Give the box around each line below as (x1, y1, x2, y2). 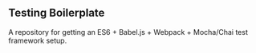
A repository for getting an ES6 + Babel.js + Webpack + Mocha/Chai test (8, 27, 249, 36)
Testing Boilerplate (8, 6, 105, 20)
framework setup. (8, 36, 67, 45)
